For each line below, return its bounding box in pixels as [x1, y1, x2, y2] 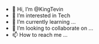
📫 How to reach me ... [11, 32, 68, 38]
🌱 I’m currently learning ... [11, 18, 76, 25]
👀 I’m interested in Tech [11, 12, 71, 19]
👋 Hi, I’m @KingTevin [11, 6, 64, 12]
